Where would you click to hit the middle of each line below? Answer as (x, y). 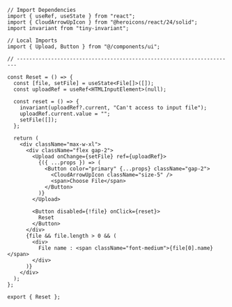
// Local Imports (32, 40)
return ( (26, 138)
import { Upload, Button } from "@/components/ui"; (84, 47)
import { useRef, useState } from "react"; (71, 16)
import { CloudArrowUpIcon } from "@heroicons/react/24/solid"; (102, 22)
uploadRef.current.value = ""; (65, 114)
